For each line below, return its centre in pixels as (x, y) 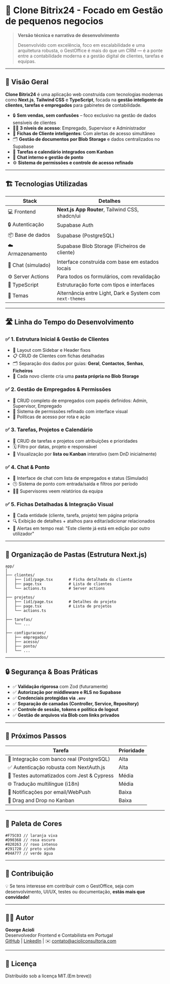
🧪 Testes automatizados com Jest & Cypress (61, 776)
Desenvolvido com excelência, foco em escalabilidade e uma (81, 45)
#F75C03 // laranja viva (31, 836)
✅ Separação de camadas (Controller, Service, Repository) (76, 704)
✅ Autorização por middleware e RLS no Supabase (67, 692)
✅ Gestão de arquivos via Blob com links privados (66, 715)
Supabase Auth (75, 225)
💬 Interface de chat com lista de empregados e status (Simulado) (80, 478)
